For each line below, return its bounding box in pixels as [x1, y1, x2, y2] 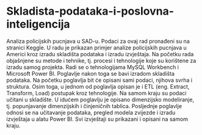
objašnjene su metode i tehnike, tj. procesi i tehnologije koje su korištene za [6, 57, 197, 64]
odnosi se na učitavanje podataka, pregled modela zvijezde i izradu [6, 109, 176, 116]
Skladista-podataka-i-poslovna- [6, 4, 175, 18]
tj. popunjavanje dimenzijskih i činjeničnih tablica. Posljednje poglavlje [6, 102, 182, 109]
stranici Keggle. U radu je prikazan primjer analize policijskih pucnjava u [6, 44, 187, 51]
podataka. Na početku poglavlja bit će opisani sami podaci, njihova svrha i [6, 76, 193, 84]
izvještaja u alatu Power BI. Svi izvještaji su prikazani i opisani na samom [6, 115, 189, 123]
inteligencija [6, 17, 70, 31]
